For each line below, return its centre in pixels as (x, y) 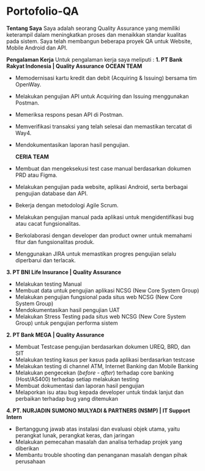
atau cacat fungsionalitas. (48, 223)
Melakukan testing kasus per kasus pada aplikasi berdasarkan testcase (105, 360)
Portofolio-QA (43, 11)
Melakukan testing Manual (48, 284)
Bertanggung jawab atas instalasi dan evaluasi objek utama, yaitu (98, 429)
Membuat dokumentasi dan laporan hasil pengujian (80, 385)
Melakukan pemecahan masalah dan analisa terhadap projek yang (99, 442)
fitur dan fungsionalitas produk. (55, 242)
